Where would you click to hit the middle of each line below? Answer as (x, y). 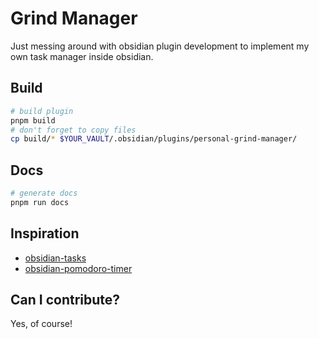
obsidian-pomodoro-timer (78, 268)
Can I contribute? (65, 300)
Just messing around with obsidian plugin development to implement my (160, 46)
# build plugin (42, 111)
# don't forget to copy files (73, 130)
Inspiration (45, 233)
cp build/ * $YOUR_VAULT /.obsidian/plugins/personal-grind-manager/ (154, 139)
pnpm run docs (40, 202)
